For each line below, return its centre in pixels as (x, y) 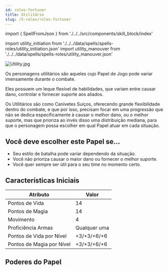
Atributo (39, 194)
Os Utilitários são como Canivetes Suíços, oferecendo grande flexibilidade (83, 104)
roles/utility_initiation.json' (32, 49)
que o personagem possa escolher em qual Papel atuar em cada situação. (83, 126)
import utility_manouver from (90, 49)
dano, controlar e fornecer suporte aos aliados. (54, 95)
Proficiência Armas (30, 228)
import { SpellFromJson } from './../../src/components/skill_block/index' (79, 34)
